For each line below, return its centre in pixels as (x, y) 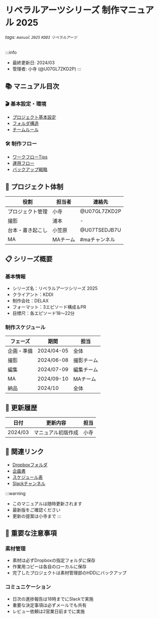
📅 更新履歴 (21, 408)
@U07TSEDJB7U (101, 230)
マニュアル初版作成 (56, 432)
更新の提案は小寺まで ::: (37, 516)
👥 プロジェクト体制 (34, 186)
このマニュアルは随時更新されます (47, 503)
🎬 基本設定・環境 (26, 104)
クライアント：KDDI (33, 294)
